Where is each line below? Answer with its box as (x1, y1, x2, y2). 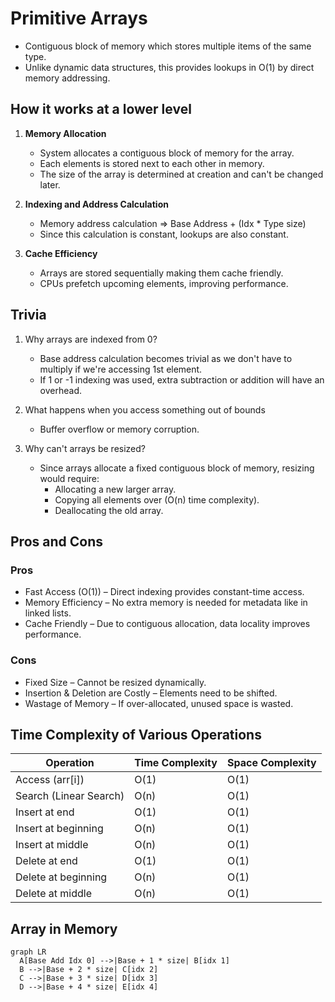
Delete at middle (15, 887, 92, 901)
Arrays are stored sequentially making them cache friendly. (39, 267, 284, 279)
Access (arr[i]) (15, 773, 85, 787)
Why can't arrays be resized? (24, 442, 146, 454)
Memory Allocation (24, 127, 107, 139)
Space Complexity (226, 756, 317, 770)
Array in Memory (10, 920, 118, 937)
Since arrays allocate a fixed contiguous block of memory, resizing (39, 462, 315, 474)
